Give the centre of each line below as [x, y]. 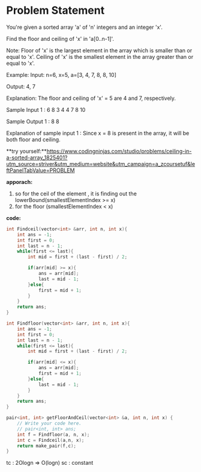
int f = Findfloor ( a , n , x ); [53, 434]
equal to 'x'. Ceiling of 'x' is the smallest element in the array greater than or [100, 57]
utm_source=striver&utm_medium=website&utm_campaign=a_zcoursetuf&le [101, 164]
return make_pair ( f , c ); [47, 446]
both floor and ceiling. [34, 139]
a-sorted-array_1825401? [37, 158]
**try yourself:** [26, 151]
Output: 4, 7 [21, 86]
